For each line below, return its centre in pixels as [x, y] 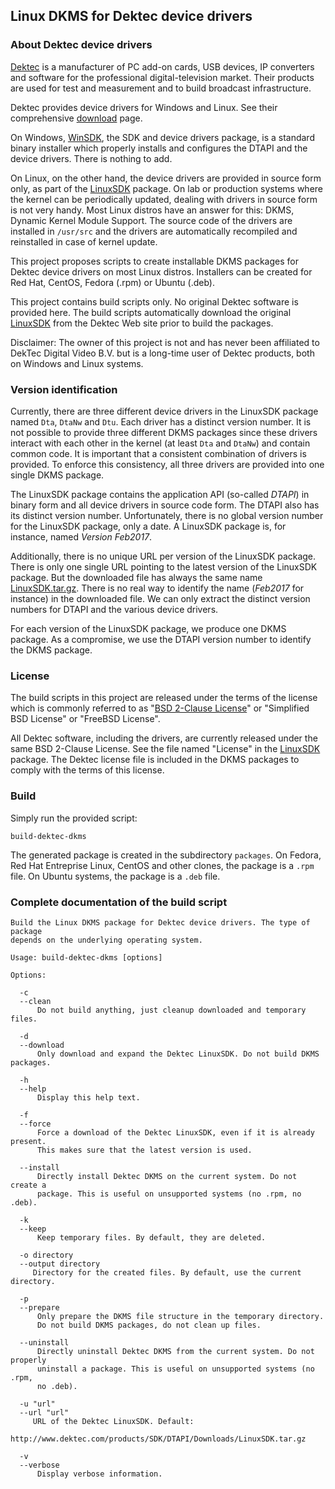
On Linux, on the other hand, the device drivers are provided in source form [166, 178]
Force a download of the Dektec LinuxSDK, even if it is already [175, 1132]
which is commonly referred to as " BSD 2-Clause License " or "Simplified [160, 708]
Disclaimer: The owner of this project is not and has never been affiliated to [165, 342]
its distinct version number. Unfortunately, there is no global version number [167, 515]
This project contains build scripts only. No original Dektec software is [154, 301]
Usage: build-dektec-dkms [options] [86, 957]
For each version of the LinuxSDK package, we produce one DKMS [148, 628]
